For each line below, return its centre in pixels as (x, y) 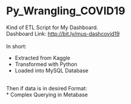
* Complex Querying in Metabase (47, 94)
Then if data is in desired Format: (47, 88)
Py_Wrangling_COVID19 (66, 11)
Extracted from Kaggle (42, 58)
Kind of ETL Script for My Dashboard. (52, 27)
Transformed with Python (46, 64)
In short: (16, 46)
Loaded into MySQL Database (52, 70)
